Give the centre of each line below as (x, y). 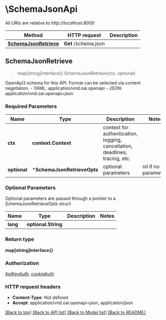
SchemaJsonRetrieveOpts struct (38, 204)
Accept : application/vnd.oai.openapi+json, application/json (73, 303)
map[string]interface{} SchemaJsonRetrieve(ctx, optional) (76, 73)
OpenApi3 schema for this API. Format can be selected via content (73, 82)
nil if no (151, 166)
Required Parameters (31, 106)
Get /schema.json (84, 43)
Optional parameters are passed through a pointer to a (61, 199)
